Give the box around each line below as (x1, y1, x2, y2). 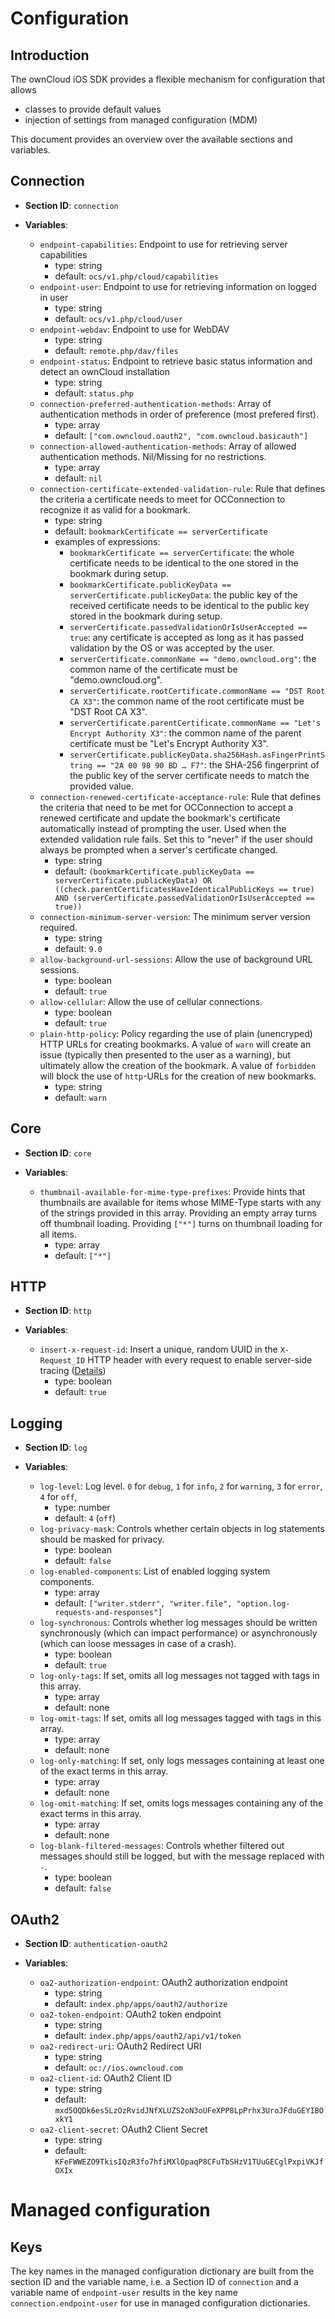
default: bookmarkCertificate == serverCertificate (54, 525, 268, 537)
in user (39, 291, 69, 303)
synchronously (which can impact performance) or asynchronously (39, 1627, 318, 1639)
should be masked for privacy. (39, 1533, 165, 1546)
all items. (39, 1228, 77, 1240)
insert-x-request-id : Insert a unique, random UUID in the (39, 1343, 278, 1356)
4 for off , (39, 1491, 78, 1503)
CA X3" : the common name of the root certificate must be (69, 695, 305, 707)
